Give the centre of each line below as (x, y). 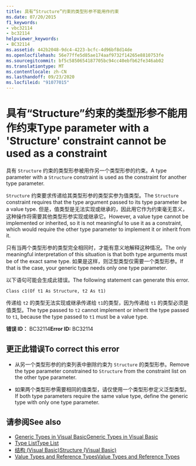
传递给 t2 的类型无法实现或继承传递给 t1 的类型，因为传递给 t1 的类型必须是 (97, 303)
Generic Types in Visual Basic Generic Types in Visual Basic (86, 437)
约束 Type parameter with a (83, 128)
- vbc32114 (19, 28)
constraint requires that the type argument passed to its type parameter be (97, 202)
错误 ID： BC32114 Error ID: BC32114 (50, 328)
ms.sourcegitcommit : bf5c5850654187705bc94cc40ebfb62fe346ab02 (85, 61)
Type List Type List (37, 443)
